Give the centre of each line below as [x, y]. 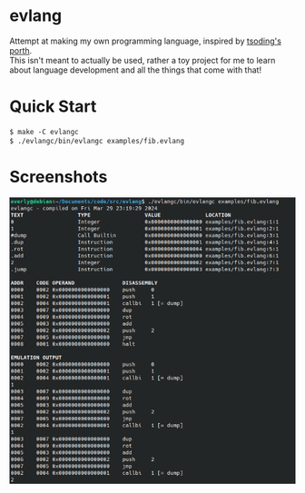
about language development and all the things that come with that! [135, 70]
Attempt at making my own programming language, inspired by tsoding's [145, 41]
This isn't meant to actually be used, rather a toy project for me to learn [143, 60]
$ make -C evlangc [44, 132]
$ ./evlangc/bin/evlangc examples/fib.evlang [97, 141]
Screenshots [59, 177]
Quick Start [53, 107]
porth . [21, 50]
